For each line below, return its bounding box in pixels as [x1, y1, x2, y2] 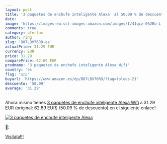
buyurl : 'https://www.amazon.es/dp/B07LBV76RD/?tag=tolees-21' [5, 76, 139, 81]
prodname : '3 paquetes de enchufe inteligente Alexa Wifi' [5, 63, 130, 68]
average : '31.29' [5, 85, 41, 91]
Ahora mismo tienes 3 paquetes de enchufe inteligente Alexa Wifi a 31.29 [5, 99, 155, 105]
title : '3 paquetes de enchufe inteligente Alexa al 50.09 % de [5, 12, 143, 17]
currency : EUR [5, 49, 35, 54]
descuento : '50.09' [5, 81, 46, 86]
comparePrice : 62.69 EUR [5, 58, 57, 63]
